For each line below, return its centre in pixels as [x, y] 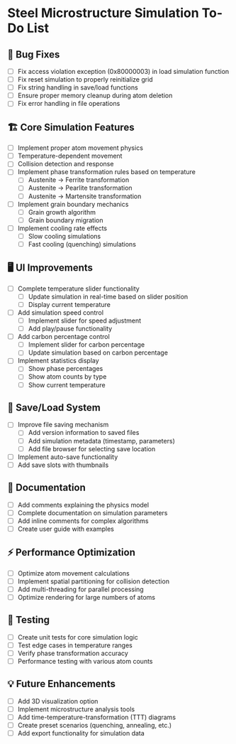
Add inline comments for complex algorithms [83, 521]
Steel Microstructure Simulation [103, 13]
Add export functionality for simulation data [81, 733]
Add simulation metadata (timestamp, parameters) [101, 441]
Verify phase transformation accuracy [73, 653]
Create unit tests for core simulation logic [78, 637]
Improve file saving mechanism [63, 425]
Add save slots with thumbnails [63, 465]
